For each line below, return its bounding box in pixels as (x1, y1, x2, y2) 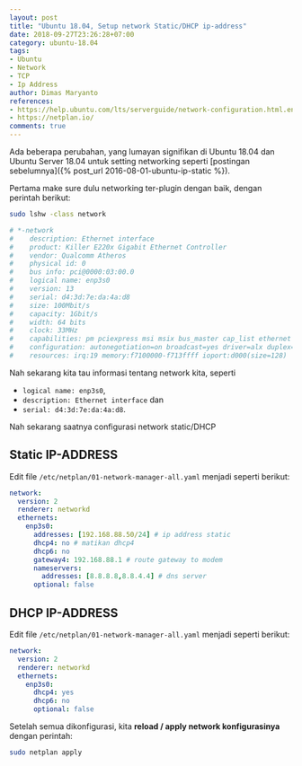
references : (9, 96, 54, 106)
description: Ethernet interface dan (22, 394, 164, 405)
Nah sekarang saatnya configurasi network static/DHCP (9, 421, 217, 432)
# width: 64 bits (9, 318, 87, 327)
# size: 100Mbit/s (9, 301, 91, 310)
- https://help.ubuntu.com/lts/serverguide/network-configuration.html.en (9, 105, 296, 114)
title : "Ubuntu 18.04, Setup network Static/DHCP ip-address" (9, 22, 247, 31)
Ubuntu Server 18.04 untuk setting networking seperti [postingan (9, 156, 250, 166)
